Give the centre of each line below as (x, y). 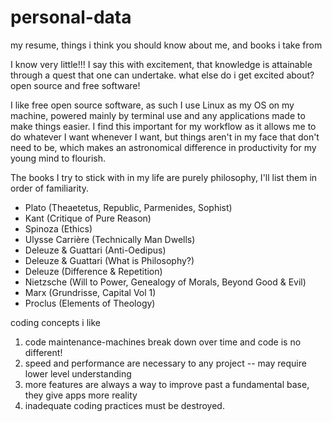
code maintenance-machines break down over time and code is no (163, 342)
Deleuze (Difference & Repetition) (93, 271)
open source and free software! (75, 85)
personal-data (71, 17)
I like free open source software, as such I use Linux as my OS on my (152, 105)
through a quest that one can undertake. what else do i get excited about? (162, 75)
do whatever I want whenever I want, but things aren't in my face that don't (165, 137)
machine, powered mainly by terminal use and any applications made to (158, 115)
